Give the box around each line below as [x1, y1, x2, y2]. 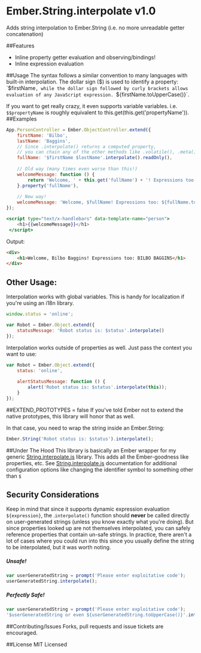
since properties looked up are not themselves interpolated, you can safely [6, 525, 191, 532]
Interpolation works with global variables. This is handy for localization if [6, 293, 185, 301]
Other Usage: [6, 277, 57, 287]
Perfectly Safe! [6, 591, 45, 598]
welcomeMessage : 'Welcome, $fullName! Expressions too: [17, 199, 160, 205]
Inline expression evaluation [14, 60, 84, 67]
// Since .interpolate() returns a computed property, [17, 143, 157, 149]
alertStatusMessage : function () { [17, 379, 106, 385]
